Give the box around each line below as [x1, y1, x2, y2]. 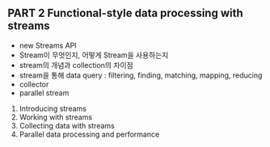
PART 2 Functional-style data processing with [7, 6, 243, 20]
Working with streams [19, 112, 93, 122]
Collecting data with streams [19, 120, 115, 130]
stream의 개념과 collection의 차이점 [19, 60, 134, 69]
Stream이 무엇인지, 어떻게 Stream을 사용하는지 [19, 50, 169, 60]
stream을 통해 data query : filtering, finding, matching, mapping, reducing [19, 70, 263, 80]
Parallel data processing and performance [19, 129, 160, 139]
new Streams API [19, 40, 78, 50]
